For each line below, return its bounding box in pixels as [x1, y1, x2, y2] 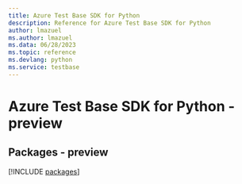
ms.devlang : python [8, 56, 73, 64]
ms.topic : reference [8, 48, 77, 56]
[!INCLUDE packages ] [8, 167, 80, 176]
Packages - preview [8, 146, 109, 159]
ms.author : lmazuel [8, 33, 73, 42]
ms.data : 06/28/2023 [8, 41, 77, 49]
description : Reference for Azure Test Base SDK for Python [8, 19, 212, 27]
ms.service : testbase [8, 63, 80, 71]
